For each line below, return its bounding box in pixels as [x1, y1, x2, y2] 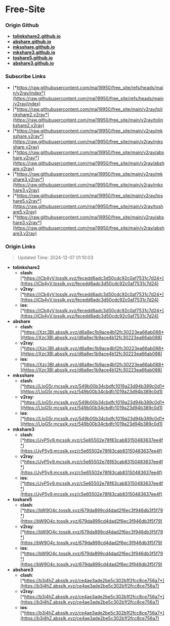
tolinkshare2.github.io [12, 33, 61, 39]
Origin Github [5, 22, 39, 29]
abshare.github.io [12, 39, 52, 45]
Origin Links [5, 243, 36, 250]
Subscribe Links [5, 73, 46, 80]
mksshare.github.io [12, 44, 55, 50]
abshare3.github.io [12, 60, 54, 67]
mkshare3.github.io [12, 49, 56, 55]
